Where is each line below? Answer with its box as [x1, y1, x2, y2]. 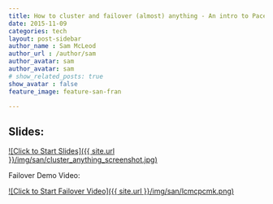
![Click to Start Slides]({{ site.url [8, 146, 115, 156]
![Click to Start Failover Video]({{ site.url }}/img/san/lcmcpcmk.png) [8, 186, 234, 196]
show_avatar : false [8, 80, 79, 88]
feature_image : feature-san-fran [8, 87, 122, 96]
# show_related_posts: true [8, 72, 104, 80]
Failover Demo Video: [8, 171, 80, 180]
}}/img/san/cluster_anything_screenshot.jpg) [8, 155, 158, 165]
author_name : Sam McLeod [8, 42, 96, 50]
